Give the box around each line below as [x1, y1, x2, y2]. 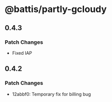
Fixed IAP [12, 50, 32, 56]
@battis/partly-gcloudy [5, 4, 107, 15]
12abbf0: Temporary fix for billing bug [12, 91, 91, 97]
